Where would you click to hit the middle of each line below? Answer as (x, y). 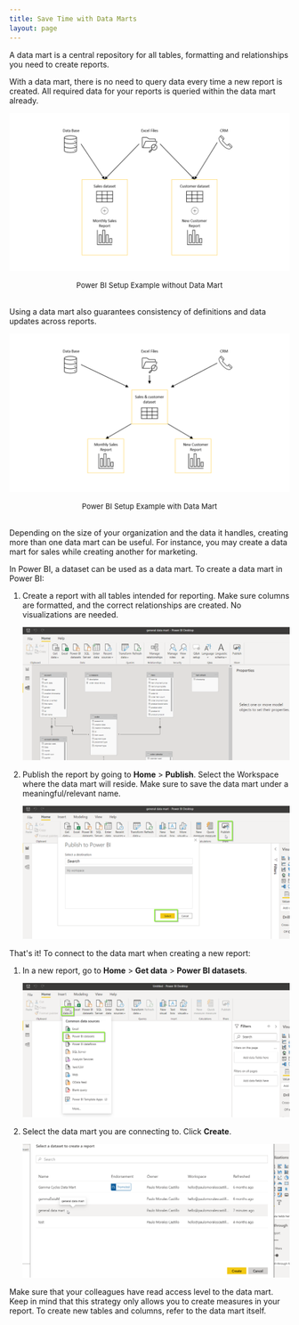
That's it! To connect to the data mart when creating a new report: (130, 953)
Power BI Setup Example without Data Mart (149, 285)
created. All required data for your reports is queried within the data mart (142, 91)
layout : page (33, 28)
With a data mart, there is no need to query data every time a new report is (146, 81)
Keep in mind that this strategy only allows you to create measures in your (145, 1302)
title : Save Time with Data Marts (73, 19)
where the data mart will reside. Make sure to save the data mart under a (155, 784)
